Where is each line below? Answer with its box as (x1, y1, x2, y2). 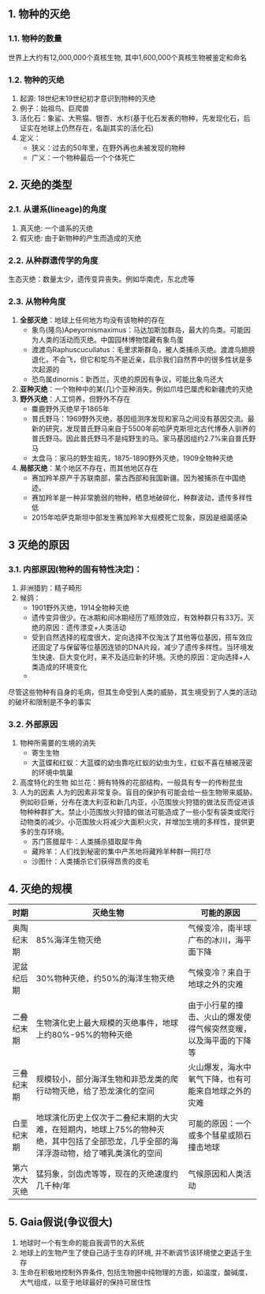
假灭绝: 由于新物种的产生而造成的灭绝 (19, 233, 142, 242)
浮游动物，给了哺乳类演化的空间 (43, 1148, 163, 1159)
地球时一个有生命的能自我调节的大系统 (19, 1238, 144, 1247)
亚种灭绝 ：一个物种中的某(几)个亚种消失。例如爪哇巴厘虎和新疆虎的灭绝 (19, 384, 254, 394)
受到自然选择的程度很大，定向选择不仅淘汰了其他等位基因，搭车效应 (31, 632, 253, 642)
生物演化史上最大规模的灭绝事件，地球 (35, 1018, 179, 1029)
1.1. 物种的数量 (8, 33, 62, 44)
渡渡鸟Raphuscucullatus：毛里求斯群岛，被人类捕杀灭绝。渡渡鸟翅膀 (31, 345, 256, 354)
